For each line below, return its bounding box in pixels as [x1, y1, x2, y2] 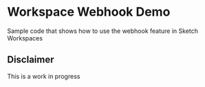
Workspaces [7, 34, 43, 42]
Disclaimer [7, 54, 54, 66]
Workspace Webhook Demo [7, 4, 171, 20]
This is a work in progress [7, 72, 80, 80]
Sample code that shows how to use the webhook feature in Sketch [7, 27, 198, 35]
